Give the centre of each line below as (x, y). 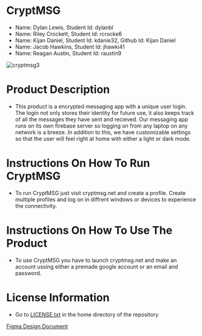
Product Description (58, 90)
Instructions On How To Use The (89, 230)
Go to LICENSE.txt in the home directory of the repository (87, 314)
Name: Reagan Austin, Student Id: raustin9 (68, 53)
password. (28, 273)
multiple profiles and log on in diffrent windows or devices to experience (106, 199)
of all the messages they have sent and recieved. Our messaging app (101, 119)
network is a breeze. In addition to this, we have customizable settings (103, 132)
